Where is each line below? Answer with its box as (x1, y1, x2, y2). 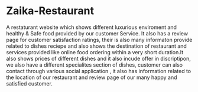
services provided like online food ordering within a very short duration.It (6, 48, 184, 55)
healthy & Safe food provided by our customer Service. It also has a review (6, 29, 188, 37)
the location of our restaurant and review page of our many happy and (6, 74, 177, 81)
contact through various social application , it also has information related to (6, 67, 191, 74)
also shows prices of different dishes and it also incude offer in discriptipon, (6, 55, 191, 62)
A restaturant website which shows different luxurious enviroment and (6, 24, 177, 31)
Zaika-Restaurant (6, 4, 95, 18)
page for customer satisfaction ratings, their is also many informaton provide (6, 36, 193, 43)
